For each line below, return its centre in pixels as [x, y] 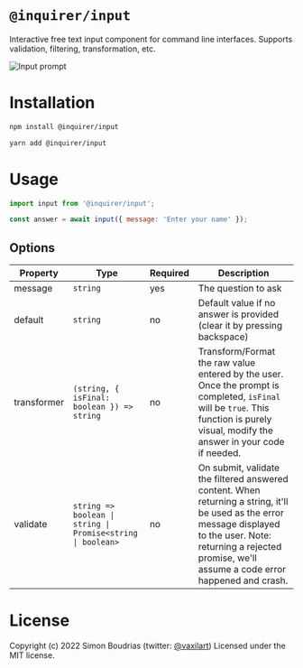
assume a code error [242, 570]
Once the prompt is [239, 385]
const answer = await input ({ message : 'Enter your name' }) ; [129, 219]
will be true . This [234, 408]
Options [32, 248]
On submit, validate [239, 468]
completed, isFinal [239, 397]
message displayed [239, 524]
